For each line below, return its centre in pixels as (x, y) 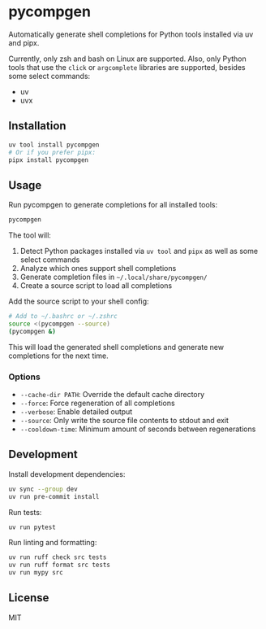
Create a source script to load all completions (96, 286)
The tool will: (30, 235)
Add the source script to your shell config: (79, 301)
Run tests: (25, 512)
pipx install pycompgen (49, 160)
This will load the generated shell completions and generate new (116, 347)
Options (24, 377)
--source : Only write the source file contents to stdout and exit (124, 420)
